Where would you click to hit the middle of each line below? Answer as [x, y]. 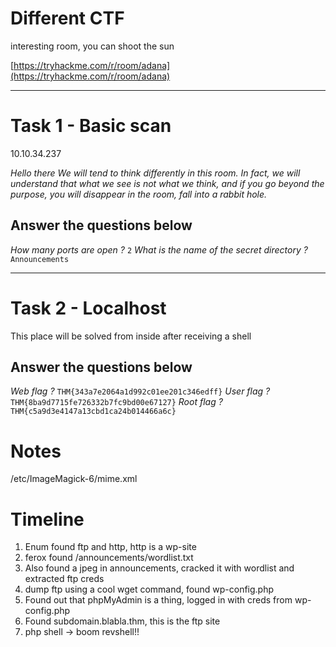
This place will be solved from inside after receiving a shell [131, 336]
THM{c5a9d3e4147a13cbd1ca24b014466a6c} [93, 412]
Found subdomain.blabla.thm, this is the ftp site [122, 621]
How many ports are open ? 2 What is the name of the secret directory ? [159, 249]
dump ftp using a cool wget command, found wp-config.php [149, 589]
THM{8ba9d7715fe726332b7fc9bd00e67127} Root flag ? [116, 402]
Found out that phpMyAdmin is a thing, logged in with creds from [158, 600]
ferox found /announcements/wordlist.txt [109, 558]
